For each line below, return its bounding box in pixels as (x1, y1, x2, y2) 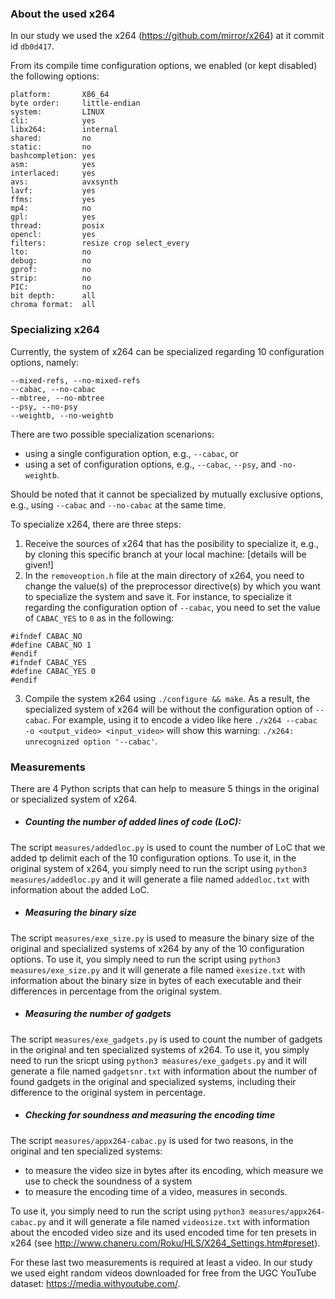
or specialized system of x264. (10, 793, 138, 805)
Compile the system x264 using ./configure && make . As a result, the (24, 692, 311, 704)
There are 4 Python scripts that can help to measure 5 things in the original (10, 782, 320, 794)
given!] (24, 558, 54, 571)
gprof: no (10, 265, 92, 275)
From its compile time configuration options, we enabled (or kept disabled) (10, 60, 318, 72)
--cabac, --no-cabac (10, 384, 97, 394)
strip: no (10, 273, 92, 284)
